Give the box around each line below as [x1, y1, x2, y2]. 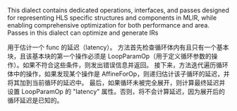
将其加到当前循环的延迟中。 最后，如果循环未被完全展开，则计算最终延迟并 [7, 78, 226, 87]
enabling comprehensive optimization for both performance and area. [7, 21, 210, 29]
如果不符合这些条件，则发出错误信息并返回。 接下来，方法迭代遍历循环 [22, 61, 229, 69]
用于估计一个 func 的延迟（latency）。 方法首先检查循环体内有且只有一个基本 [7, 43, 229, 52]
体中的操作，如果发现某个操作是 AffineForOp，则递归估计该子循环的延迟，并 [7, 70, 230, 78]
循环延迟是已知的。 [7, 96, 63, 105]
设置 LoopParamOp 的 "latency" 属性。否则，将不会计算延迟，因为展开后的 [7, 88, 226, 95]
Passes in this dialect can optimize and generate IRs [7, 28, 159, 37]
